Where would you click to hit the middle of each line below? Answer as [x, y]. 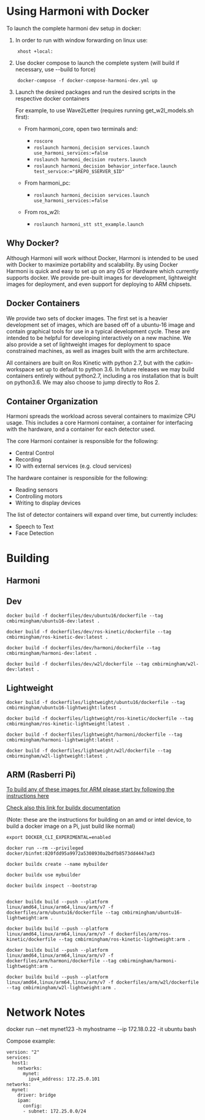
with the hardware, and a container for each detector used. [81, 429]
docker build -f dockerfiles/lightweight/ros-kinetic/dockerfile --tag [100, 718]
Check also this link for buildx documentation [64, 808]
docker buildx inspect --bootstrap [52, 886]
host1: [20, 1063]
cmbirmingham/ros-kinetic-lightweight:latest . [68, 724]
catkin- [184, 363]
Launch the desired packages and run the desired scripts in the [95, 92]
